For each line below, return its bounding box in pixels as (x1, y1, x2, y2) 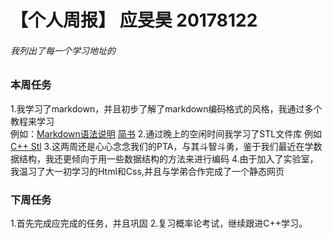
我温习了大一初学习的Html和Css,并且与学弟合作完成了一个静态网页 (10, 165, 285, 177)
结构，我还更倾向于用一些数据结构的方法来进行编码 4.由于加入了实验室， (18, 152, 319, 165)
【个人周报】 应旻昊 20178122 (10, 9, 258, 32)
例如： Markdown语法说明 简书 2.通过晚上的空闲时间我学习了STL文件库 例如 (10, 127, 323, 140)
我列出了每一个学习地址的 (10, 44, 116, 56)
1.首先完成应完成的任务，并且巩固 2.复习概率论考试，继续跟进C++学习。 (10, 217, 308, 230)
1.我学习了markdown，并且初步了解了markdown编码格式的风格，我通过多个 (10, 102, 323, 115)
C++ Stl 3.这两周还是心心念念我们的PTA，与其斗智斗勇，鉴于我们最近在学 (10, 140, 314, 152)
